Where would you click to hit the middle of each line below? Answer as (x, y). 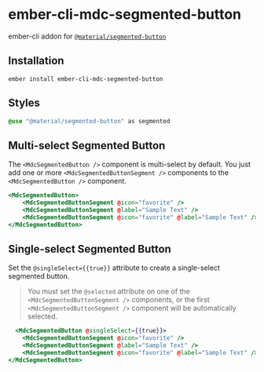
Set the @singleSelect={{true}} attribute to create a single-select (114, 268)
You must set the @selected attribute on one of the (108, 291)
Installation (36, 61)
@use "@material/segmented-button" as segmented (89, 121)
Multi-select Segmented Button (87, 146)
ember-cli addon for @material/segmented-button (87, 36)
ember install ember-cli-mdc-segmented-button (86, 79)
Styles (24, 103)
